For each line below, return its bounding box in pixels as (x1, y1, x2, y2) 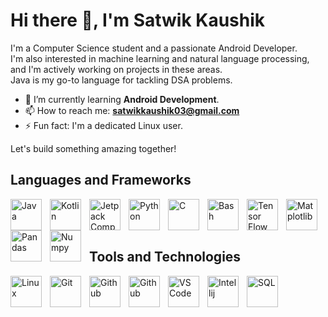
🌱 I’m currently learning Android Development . (24, 93, 220, 105)
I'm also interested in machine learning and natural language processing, (10, 52, 310, 64)
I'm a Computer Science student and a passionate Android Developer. (10, 42, 298, 54)
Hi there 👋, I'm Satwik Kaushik (10, 9, 266, 32)
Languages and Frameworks (10, 172, 192, 189)
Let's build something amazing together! (10, 142, 177, 154)
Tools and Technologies (89, 249, 242, 266)
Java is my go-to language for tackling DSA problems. (10, 74, 233, 86)
